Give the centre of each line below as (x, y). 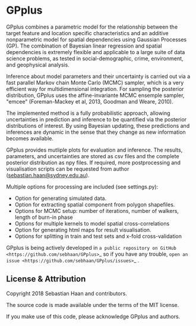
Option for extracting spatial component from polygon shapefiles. (95, 204)
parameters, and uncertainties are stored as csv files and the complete (93, 156)
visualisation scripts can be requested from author (68, 169)
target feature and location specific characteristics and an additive (87, 33)
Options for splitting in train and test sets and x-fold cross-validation (98, 236)
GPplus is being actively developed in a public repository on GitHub (91, 247)
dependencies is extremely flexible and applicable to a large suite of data (96, 52)
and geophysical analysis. (38, 65)
